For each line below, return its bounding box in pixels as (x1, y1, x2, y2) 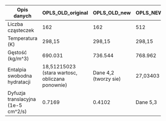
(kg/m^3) (7, 55, 29, 62)
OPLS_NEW (135, 9, 164, 16)
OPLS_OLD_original (42, 9, 88, 16)
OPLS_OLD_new (93, 9, 131, 16)
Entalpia (7, 66, 26, 73)
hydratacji (7, 79, 31, 85)
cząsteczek (7, 27, 35, 33)
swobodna (7, 72, 32, 79)
